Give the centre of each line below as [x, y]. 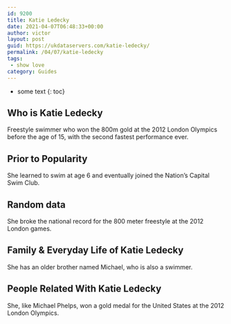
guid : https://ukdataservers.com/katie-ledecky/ [78, 46]
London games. [29, 228]
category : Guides [32, 71]
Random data [36, 205]
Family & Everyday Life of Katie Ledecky [95, 250]
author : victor [29, 33]
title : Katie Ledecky [38, 20]
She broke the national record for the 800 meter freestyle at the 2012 [105, 221]
